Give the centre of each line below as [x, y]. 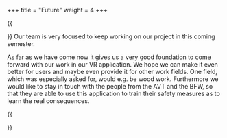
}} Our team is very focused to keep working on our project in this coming [111, 36]
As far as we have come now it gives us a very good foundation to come [109, 57]
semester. [21, 44]
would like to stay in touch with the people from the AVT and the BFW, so [110, 86]
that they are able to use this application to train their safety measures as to [114, 93]
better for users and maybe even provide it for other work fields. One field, [112, 72]
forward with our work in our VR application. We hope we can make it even [112, 64]
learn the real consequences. [48, 101]
